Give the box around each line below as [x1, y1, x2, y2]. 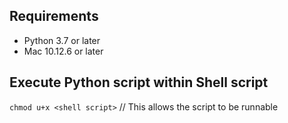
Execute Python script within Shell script [9, 74, 269, 91]
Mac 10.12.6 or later [23, 45, 104, 57]
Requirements [9, 8, 99, 25]
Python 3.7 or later [23, 34, 101, 46]
